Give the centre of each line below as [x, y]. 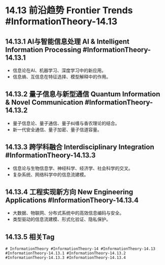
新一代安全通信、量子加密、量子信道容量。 [57, 129]
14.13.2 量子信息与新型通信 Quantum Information [83, 94]
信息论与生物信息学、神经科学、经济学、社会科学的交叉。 [73, 168]
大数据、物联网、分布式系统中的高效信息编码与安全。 [68, 213]
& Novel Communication [44, 103]
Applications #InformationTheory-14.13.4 [72, 200]
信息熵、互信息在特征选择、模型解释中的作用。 [61, 77]
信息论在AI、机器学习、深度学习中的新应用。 [59, 70]
